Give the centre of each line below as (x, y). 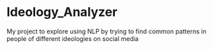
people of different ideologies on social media (73, 38)
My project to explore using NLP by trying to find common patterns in (106, 31)
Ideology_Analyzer (62, 12)
